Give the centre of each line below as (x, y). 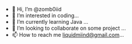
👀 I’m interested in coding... (45, 15)
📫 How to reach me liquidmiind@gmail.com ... (68, 35)
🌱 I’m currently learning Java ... (50, 22)
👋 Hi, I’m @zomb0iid (37, 9)
